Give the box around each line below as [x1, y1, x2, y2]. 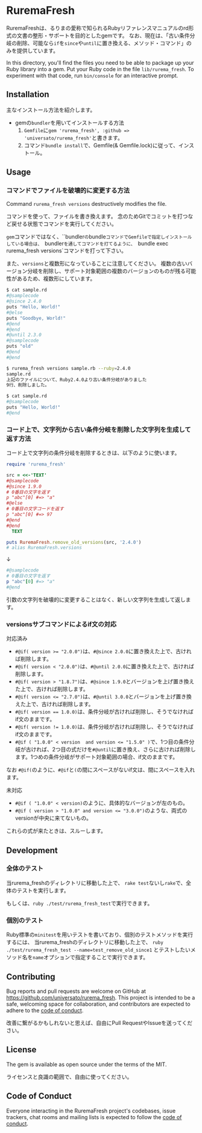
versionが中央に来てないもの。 [14, 814, 92, 822]
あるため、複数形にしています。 [16, 275, 96, 282]
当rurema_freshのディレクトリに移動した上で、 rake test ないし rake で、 [6, 879, 186, 886]
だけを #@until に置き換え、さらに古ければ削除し [76, 746, 196, 753]
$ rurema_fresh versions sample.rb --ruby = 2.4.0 [6, 365, 131, 371]
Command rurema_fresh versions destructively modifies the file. [6, 200, 167, 208]
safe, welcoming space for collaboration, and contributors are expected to [6, 1000, 191, 1007]
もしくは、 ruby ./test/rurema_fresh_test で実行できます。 [6, 899, 153, 907]
